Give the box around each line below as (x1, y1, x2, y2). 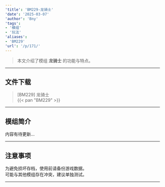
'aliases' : (5, 35, 27, 40)
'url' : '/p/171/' (5, 44, 41, 48)
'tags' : (5, 21, 21, 26)
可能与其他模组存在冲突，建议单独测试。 (5, 172, 87, 178)
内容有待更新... (5, 131, 35, 137)
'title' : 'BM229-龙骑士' (5, 7, 54, 12)
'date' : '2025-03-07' (5, 12, 50, 17)
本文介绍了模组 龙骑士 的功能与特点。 (17, 57, 93, 64)
